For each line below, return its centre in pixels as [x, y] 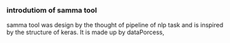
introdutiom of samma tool [52, 10]
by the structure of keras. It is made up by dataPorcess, [86, 32]
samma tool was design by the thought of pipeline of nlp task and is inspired [115, 25]
